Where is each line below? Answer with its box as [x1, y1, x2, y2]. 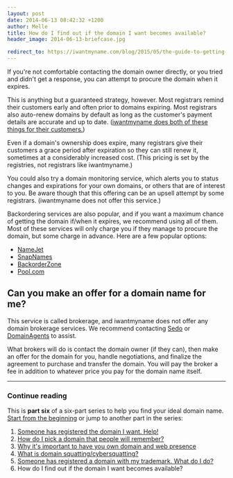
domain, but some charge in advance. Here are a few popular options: [7, 232, 207, 240]
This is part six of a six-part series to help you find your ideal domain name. [7, 407, 224, 415]
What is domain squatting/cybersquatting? [17, 450, 139, 458]
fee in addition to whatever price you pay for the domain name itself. [7, 367, 202, 375]
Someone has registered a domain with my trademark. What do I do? [17, 457, 214, 466]
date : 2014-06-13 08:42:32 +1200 [7, 17, 104, 24]
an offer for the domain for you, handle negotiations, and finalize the [7, 352, 202, 361]
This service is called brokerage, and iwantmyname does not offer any [7, 316, 209, 325]
